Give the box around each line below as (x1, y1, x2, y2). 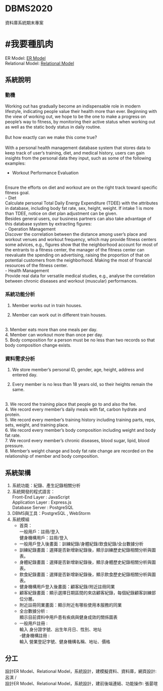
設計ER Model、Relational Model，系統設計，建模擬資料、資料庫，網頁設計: (5, 668, 157, 674)
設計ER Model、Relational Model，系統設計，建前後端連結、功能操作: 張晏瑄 (5, 680, 158, 686)
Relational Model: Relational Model (5, 60, 74, 66)
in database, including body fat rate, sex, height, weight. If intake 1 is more (5, 205, 154, 211)
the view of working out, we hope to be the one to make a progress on (5, 113, 146, 119)
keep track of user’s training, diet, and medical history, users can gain (5, 150, 145, 156)
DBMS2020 (5, 3, 53, 14)
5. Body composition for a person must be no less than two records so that (5, 337, 155, 343)
